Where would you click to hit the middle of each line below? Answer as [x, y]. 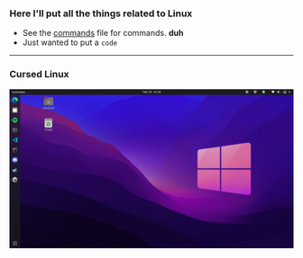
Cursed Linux [39, 75]
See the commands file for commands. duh [103, 33]
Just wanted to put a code [70, 42]
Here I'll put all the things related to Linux [101, 13]
